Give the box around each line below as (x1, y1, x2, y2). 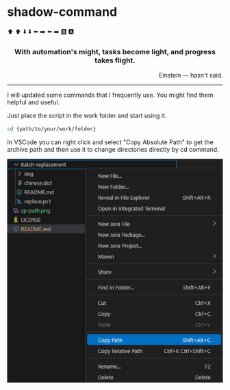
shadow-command (7, 4, 118, 20)
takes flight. (94, 56, 136, 65)
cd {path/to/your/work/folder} (7, 126, 97, 133)
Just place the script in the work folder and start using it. (7, 111, 167, 120)
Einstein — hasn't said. (158, 71, 223, 80)
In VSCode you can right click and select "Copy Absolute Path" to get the (7, 138, 214, 146)
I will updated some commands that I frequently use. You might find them (7, 91, 214, 100)
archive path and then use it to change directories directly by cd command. (7, 146, 219, 154)
